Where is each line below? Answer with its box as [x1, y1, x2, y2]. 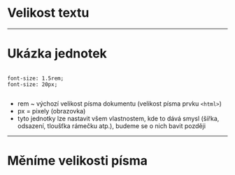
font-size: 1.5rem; [7, 75, 64, 82]
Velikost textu [7, 5, 90, 21]
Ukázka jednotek [7, 45, 107, 62]
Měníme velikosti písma [7, 153, 148, 169]
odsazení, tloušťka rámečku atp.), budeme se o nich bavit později [17, 121, 206, 130]
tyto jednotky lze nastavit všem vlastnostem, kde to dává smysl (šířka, [17, 114, 220, 122]
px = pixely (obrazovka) [17, 106, 86, 115]
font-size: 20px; [7, 80, 58, 88]
